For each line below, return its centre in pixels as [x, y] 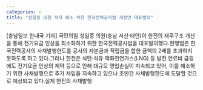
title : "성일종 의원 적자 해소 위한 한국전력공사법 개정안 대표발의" [80, 18]
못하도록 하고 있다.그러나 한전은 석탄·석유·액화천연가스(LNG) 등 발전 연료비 [95, 58]
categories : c [24, 12]
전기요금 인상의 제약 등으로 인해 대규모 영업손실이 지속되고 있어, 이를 [98, 66]
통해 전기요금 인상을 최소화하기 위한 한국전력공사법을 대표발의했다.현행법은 [101, 43]
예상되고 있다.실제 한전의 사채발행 [52, 81]
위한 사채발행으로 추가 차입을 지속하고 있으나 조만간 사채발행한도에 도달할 [99, 73]
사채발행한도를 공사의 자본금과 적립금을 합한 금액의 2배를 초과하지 [115, 50]
